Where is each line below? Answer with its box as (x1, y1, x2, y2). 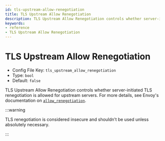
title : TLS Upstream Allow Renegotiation (5, 12, 91, 17)
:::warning (5, 107, 26, 113)
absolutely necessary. (5, 121, 50, 127)
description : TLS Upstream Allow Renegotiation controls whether (5, 16, 141, 21)
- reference (5, 25, 29, 30)
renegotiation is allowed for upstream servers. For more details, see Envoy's (5, 92, 159, 98)
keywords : (5, 21, 26, 26)
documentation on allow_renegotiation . (5, 97, 86, 103)
